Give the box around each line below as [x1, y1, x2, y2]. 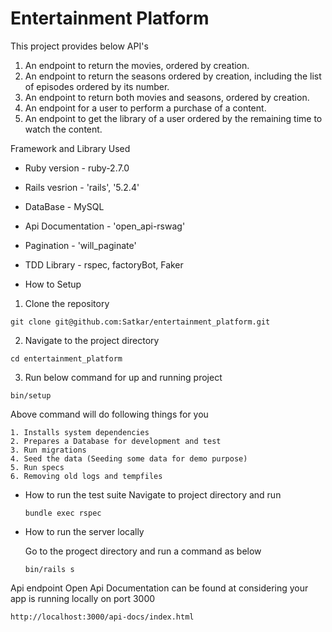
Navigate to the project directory [24, 334, 160, 346]
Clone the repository [24, 297, 110, 309]
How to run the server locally [24, 525, 145, 537]
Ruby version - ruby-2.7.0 [24, 162, 130, 174]
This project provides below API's [10, 40, 149, 52]
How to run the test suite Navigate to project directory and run [24, 488, 282, 501]
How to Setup [24, 278, 82, 290]
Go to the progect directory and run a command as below [24, 545, 262, 557]
